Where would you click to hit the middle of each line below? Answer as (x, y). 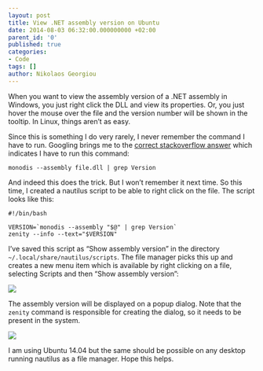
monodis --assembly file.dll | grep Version (82, 167)
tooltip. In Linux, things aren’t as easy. (69, 121)
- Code (19, 60)
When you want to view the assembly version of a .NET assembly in (118, 96)
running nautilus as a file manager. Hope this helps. (91, 358)
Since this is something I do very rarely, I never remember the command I (126, 136)
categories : (27, 52)
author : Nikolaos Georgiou (52, 74)
